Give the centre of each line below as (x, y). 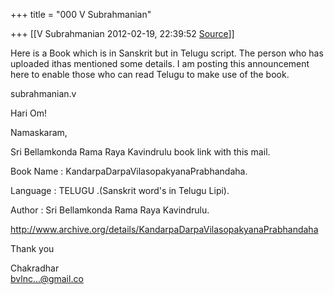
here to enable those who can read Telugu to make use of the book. (150, 74)
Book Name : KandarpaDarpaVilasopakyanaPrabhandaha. (129, 171)
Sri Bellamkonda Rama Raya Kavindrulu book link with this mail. (140, 152)
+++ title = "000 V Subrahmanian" (81, 14)
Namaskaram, (39, 132)
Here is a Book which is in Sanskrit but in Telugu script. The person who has (167, 53)
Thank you (32, 248)
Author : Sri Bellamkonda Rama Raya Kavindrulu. (110, 210)
